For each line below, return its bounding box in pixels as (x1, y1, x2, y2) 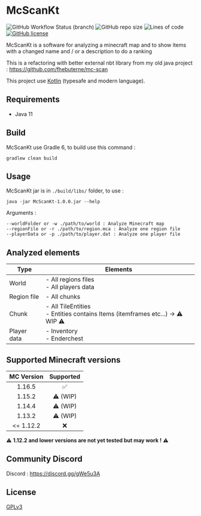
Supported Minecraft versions (6, 355, 121, 365)
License (6, 487, 36, 497)
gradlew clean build (6, 155, 58, 161)
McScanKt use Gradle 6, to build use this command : (6, 143, 136, 151)
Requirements (6, 94, 60, 105)
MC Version (9, 373, 44, 380)
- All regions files (45, 276, 95, 284)
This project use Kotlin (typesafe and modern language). (6, 77, 145, 84)
